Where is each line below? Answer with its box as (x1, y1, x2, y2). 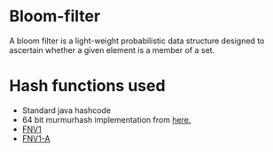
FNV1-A (21, 133, 51, 143)
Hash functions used (9, 76, 166, 96)
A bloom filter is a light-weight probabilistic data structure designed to (9, 35, 265, 46)
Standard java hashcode (21, 104, 112, 116)
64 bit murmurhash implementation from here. (21, 114, 191, 125)
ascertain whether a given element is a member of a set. (9, 44, 215, 55)
